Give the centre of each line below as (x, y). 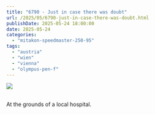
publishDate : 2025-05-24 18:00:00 (51, 23)
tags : (13, 47)
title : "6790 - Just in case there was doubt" (67, 12)
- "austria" (27, 52)
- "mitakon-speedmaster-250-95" (53, 40)
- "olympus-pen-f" (36, 69)
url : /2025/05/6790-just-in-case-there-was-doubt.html (78, 18)
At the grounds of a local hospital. (49, 104)
